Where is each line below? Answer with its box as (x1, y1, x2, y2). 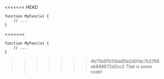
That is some (125, 64, 152, 69)
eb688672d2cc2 (90, 64, 125, 69)
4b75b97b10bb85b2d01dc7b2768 (90, 58, 160, 64)
